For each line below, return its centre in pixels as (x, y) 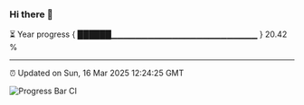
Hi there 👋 (32, 14)
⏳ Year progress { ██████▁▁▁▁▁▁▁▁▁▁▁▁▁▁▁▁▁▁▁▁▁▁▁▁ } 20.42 (148, 34)
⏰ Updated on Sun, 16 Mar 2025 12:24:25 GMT (97, 73)
